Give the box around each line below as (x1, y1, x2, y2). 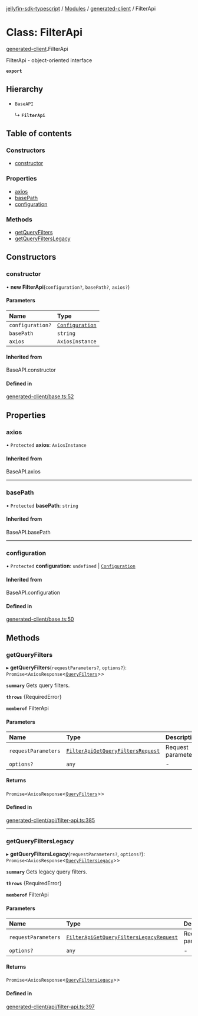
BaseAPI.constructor (6, 366, 56, 373)
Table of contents (6, 128, 72, 138)
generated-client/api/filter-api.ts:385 (6, 817, 95, 824)
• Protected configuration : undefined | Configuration (6, 562, 136, 570)
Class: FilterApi (6, 26, 83, 39)
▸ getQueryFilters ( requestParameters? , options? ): (6, 664, 127, 671)
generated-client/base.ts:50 (6, 615, 74, 623)
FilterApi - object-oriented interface (6, 56, 93, 64)
